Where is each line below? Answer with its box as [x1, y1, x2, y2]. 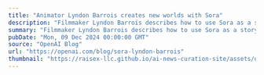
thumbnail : [8, 55, 44, 63]
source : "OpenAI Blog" [8, 41, 82, 48]
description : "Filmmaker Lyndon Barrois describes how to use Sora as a [8, 19, 251, 27]
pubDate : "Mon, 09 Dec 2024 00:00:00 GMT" [8, 33, 149, 41]
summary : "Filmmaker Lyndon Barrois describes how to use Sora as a [8, 26, 237, 34]
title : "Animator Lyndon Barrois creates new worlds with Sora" [8, 11, 223, 20]
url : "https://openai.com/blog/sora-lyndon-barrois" [8, 48, 185, 55]
